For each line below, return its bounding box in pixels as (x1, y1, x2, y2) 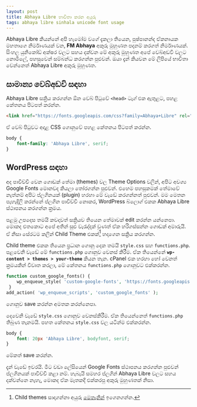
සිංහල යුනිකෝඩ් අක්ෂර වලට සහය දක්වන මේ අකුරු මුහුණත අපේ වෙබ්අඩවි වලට (6, 49, 186, 56)
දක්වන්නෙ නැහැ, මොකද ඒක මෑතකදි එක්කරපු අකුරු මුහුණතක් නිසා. (6, 377, 154, 384)
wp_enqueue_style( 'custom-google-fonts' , (16, 279, 122, 285)
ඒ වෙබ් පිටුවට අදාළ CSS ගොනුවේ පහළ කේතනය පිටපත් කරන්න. (6, 124, 151, 131)
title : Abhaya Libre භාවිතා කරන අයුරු (6, 14, 97, 20)
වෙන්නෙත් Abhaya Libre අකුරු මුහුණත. (6, 62, 97, 69)
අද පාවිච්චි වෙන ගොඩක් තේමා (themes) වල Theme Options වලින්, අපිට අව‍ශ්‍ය (6, 178, 186, 185)
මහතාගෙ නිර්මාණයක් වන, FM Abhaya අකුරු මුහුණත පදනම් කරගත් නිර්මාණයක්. (6, 42, 189, 49)
